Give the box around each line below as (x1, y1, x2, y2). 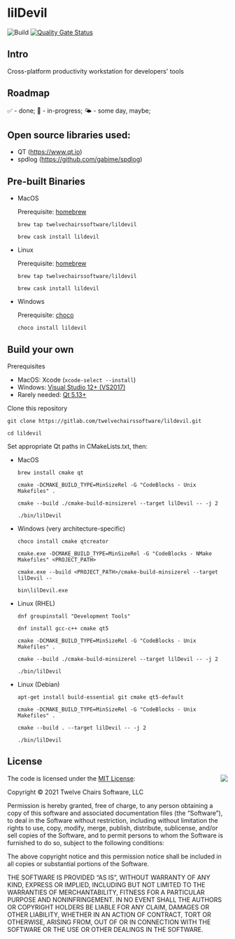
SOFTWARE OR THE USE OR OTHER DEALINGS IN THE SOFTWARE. (7, 925, 204, 933)
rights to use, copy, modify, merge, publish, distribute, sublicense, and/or (7, 823, 218, 832)
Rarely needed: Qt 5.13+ (17, 391, 87, 398)
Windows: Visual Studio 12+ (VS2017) (17, 383, 126, 391)
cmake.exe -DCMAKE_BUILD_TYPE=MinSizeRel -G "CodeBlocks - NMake (17, 550, 212, 557)
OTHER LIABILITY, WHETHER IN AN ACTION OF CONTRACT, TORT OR (7, 910, 211, 919)
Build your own (7, 343, 74, 355)
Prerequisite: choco (17, 311, 74, 319)
